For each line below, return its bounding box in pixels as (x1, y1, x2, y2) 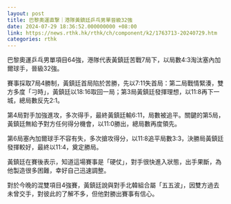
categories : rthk (7, 36, 57, 43)
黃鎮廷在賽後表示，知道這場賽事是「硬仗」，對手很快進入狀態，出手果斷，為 (7, 158, 222, 166)
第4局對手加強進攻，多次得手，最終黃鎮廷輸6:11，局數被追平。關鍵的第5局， (7, 111, 225, 120)
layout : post (7, 10, 45, 17)
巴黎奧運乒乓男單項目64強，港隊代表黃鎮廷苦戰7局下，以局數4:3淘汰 (7, 56, 203, 64)
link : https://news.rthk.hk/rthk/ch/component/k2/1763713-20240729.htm (7, 29, 217, 37)
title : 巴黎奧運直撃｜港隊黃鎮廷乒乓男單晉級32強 (7, 17, 133, 24)
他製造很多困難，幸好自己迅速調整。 (7, 167, 110, 175)
